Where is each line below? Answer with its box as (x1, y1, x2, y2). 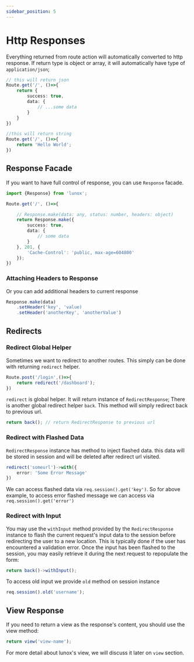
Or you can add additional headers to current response (6, 287, 138, 294)
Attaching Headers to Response (6, 275, 98, 283)
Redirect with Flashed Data (6, 434, 84, 442)
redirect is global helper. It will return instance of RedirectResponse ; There (6, 396, 185, 403)
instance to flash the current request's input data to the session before (6, 531, 176, 538)
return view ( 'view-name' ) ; (6, 639, 72, 644)
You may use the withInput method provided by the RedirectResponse (6, 525, 174, 532)
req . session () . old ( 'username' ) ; (6, 589, 85, 595)
